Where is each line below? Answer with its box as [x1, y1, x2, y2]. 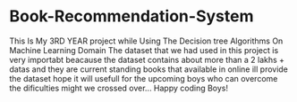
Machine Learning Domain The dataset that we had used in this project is [9, 44, 279, 55]
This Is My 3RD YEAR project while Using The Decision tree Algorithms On [9, 35, 284, 46]
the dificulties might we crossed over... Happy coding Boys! [9, 82, 229, 93]
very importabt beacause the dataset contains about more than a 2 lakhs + [9, 54, 284, 65]
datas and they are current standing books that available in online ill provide [9, 64, 289, 75]
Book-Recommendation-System [9, 6, 254, 27]
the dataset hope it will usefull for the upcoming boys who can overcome [9, 73, 278, 83]
